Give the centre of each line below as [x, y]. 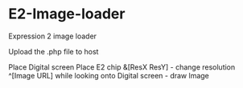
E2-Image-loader [67, 14]
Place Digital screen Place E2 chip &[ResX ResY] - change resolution [122, 67]
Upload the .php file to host [54, 51]
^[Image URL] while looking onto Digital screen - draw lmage [109, 75]
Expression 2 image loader [53, 36]
